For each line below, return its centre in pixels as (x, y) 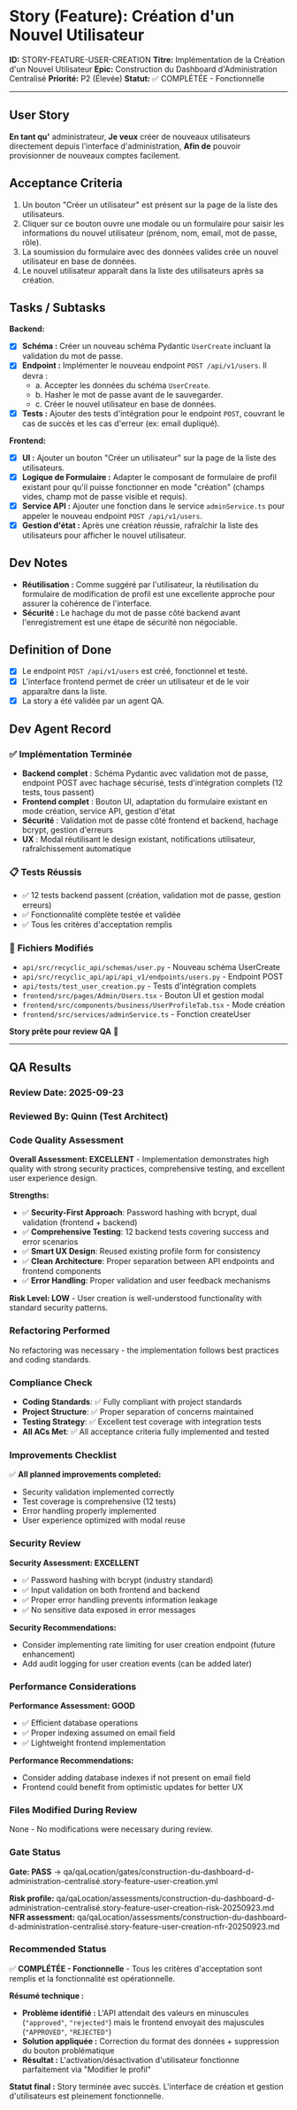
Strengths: (29, 1195)
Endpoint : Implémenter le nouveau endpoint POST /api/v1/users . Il (145, 366)
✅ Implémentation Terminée (71, 754)
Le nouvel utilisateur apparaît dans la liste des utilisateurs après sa (143, 270)
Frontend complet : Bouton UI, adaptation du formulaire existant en (145, 802)
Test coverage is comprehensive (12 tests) (99, 1501)
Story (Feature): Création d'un (122, 16)
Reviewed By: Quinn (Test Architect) (89, 1116)
